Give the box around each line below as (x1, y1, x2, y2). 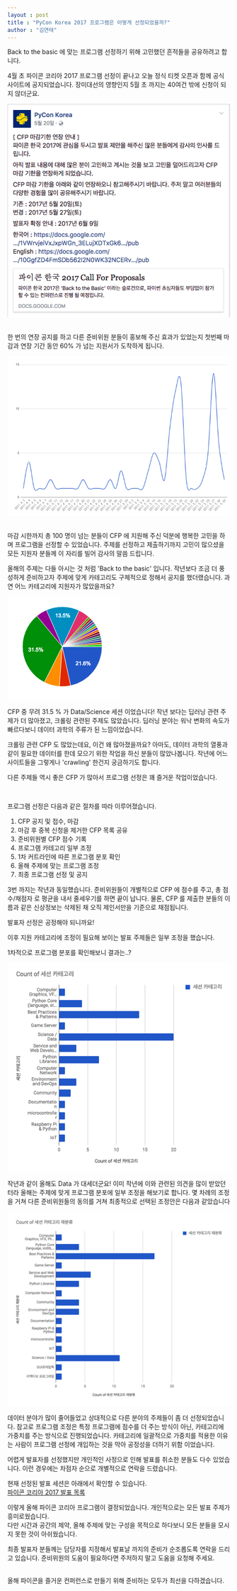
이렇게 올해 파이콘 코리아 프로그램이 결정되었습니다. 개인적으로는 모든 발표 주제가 (7, 1503, 231, 1512)
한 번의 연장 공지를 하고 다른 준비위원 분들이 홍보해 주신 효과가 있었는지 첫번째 (7, 333, 223, 341)
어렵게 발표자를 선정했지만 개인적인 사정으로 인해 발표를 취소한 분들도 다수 (7, 1455, 212, 1463)
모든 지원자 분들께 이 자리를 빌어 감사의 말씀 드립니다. (7, 549, 154, 557)
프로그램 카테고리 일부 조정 (17, 843, 92, 852)
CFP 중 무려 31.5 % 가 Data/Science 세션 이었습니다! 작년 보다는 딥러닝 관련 (7, 707, 219, 716)
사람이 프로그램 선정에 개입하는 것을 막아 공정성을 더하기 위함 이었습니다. (14, 1440, 215, 1448)
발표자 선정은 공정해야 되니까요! (7, 918, 95, 926)
